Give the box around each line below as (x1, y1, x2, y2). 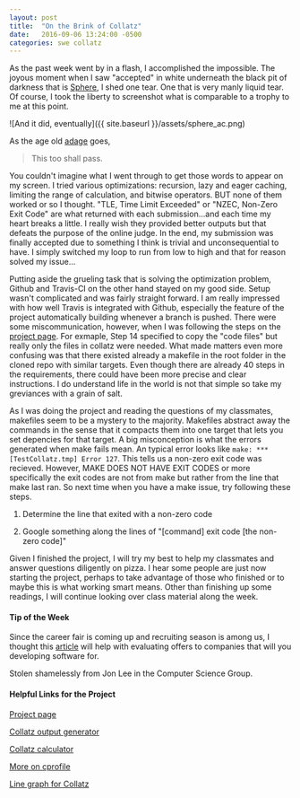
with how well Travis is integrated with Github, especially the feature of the (9, 303, 285, 313)
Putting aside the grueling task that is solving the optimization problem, (9, 274, 271, 285)
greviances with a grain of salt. (9, 388, 124, 399)
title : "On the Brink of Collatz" (9, 22, 142, 31)
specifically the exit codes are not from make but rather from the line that (9, 472, 279, 483)
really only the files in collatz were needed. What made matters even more (9, 340, 284, 351)
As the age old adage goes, (9, 136, 111, 146)
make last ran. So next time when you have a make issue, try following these (9, 482, 291, 493)
